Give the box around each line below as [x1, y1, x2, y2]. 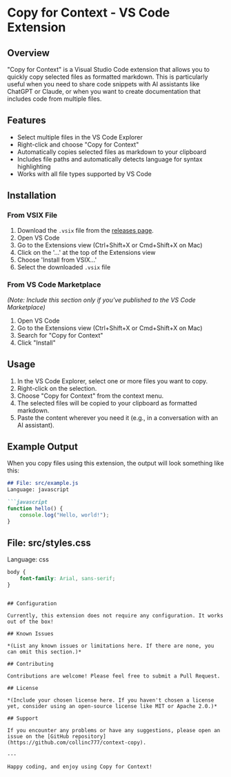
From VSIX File [7, 211, 58, 220]
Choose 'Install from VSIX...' [17, 256, 97, 264]
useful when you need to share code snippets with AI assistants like [7, 80, 200, 88]
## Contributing [7, 661, 54, 668]
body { [7, 568, 26, 576]
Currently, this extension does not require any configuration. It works [7, 613, 224, 620]
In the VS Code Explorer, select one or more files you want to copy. [17, 376, 208, 385]
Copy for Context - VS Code [7, 5, 170, 21]
